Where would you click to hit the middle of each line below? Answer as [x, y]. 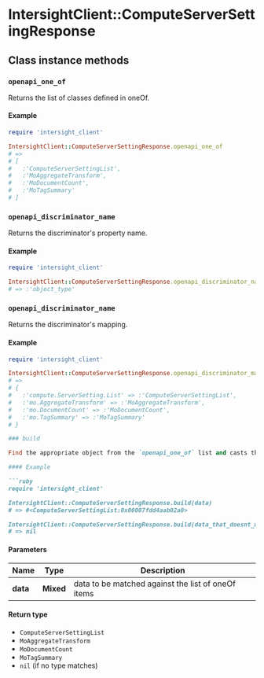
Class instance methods [69, 60]
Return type [28, 614]
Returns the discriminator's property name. [78, 233]
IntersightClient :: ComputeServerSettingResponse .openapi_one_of [115, 146]
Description [163, 570]
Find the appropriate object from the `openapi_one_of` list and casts [128, 453]
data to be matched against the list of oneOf [154, 584]
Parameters [27, 549]
